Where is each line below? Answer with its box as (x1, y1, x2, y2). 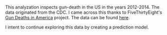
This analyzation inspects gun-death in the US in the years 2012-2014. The (5, 4, 159, 10)
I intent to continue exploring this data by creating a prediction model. (5, 24, 149, 30)
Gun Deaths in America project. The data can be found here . (5, 15, 130, 20)
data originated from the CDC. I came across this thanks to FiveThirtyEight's (5, 9, 162, 15)
